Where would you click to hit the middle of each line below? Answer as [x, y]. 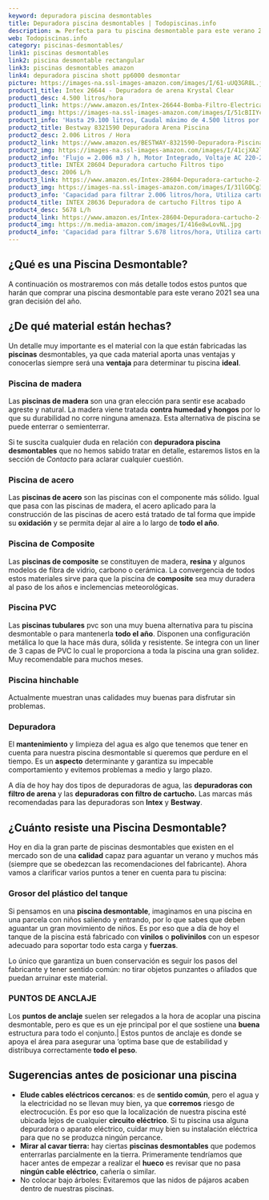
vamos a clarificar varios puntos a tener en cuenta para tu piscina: [117, 873]
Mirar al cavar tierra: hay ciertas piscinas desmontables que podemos [138, 1145]
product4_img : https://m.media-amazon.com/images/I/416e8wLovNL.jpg [125, 225]
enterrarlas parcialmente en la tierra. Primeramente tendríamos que [131, 1154]
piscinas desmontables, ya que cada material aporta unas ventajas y [122, 354]
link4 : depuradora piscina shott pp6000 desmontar [94, 75]
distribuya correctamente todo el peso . [73, 1050]
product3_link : [34, 180]
